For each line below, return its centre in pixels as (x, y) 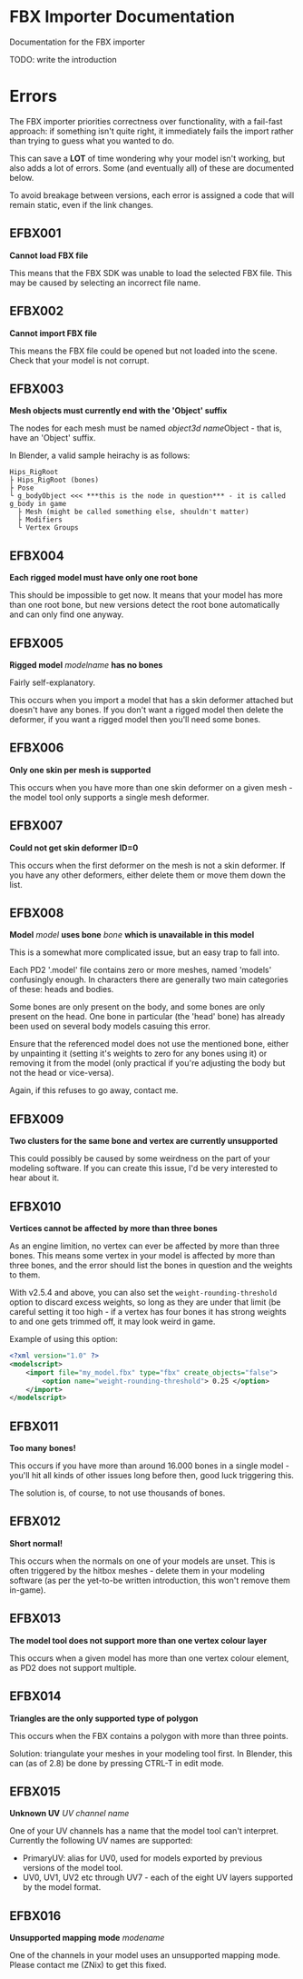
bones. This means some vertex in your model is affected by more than (142, 1255)
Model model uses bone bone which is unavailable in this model (132, 935)
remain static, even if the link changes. (82, 204)
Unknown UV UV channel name (69, 1814)
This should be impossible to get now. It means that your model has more (146, 595)
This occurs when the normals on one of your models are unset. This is (142, 1561)
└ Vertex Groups (48, 528)
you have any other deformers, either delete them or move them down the (147, 875)
